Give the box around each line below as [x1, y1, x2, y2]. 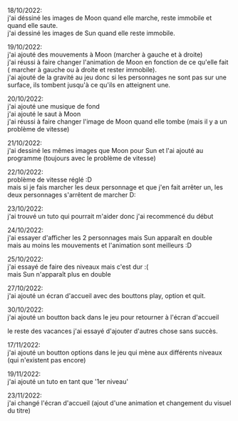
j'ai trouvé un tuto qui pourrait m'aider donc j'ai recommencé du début [7, 212, 214, 220]
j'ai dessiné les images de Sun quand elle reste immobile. [7, 29, 176, 37]
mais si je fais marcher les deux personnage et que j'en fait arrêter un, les [7, 183, 223, 192]
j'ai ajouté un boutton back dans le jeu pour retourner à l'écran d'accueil [7, 313, 219, 321]
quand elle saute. [7, 21, 58, 29]
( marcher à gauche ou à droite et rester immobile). [7, 66, 157, 74]
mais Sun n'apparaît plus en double [7, 270, 112, 278]
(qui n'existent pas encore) [7, 356, 86, 364]
